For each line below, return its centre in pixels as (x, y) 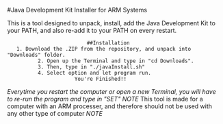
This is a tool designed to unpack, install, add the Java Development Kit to (111, 23)
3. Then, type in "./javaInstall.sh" (91, 67)
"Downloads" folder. (37, 55)
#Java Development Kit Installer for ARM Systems (77, 10)
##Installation (108, 43)
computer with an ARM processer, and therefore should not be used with (110, 106)
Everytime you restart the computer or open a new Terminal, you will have (112, 91)
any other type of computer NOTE (55, 113)
